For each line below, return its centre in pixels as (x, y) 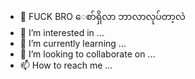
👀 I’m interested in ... (62, 32)
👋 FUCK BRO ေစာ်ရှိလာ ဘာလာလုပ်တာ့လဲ (102, 16)
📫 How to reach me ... (66, 65)
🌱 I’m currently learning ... (73, 43)
